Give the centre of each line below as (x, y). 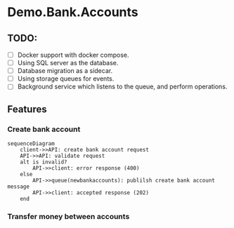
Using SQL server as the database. (68, 63)
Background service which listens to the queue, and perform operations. (122, 87)
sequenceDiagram (31, 144)
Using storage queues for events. (66, 79)
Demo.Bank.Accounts (73, 12)
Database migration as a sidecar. (65, 71)
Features (27, 109)
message (19, 187)
